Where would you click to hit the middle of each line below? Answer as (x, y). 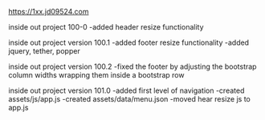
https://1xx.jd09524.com (49, 12)
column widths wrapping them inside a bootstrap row (96, 75)
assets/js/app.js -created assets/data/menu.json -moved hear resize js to (129, 99)
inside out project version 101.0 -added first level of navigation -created (126, 90)
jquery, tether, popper (44, 51)
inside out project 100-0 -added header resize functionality (106, 27)
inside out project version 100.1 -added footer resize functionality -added (129, 42)
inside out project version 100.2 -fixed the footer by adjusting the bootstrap (132, 66)
